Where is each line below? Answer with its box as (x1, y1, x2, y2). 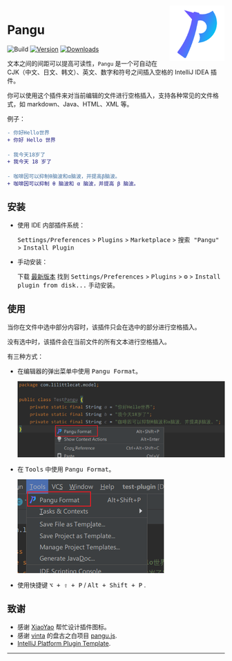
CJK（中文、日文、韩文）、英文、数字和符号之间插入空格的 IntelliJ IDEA (7, 68, 209, 76)
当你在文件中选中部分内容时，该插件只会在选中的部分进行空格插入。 (7, 323, 201, 331)
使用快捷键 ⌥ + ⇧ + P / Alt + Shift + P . (17, 581, 146, 589)
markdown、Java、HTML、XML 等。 (26, 100, 133, 108)
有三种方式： (7, 352, 43, 360)
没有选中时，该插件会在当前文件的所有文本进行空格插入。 (7, 337, 171, 346)
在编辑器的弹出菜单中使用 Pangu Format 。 (17, 366, 142, 375)
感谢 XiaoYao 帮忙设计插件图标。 (17, 622, 110, 631)
